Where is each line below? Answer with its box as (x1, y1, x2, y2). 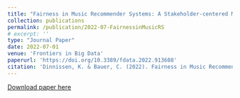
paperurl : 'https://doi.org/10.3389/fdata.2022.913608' (7, 57, 177, 64)
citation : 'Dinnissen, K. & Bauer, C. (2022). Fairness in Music (7, 63, 206, 70)
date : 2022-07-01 (7, 43, 59, 50)
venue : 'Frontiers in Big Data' (7, 50, 104, 58)
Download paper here (7, 82, 71, 91)
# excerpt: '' (7, 30, 50, 38)
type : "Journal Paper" (7, 37, 75, 44)
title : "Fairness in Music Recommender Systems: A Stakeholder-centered (7, 10, 229, 18)
